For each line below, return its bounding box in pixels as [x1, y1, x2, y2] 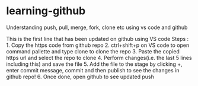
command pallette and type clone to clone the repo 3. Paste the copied [6, 47, 180, 55]
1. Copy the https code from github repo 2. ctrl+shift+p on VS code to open [6, 42, 190, 49]
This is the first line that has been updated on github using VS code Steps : [6, 35, 189, 42]
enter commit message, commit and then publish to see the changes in [6, 66, 180, 74]
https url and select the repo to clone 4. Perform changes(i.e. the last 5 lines [6, 54, 192, 61]
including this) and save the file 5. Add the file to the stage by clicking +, [6, 60, 183, 68]
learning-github [6, 4, 86, 18]
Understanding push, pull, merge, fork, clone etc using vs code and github [6, 24, 188, 31]
